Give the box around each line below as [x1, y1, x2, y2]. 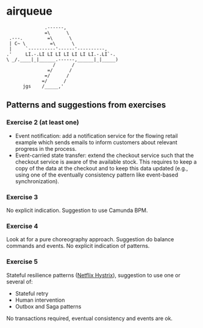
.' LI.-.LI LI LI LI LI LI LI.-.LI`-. [6, 51, 116, 57]
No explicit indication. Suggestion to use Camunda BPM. [6, 206, 148, 214]
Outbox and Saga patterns [15, 302, 82, 310]
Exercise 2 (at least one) [6, 118, 79, 126]
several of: [6, 278, 34, 285]
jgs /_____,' [22, 83, 64, 89]
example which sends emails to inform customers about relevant [15, 139, 178, 146]
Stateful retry [15, 290, 49, 297]
